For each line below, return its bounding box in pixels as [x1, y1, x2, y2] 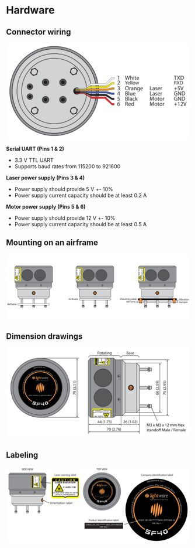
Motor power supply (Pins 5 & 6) [6, 203, 86, 210]
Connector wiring [6, 27, 71, 37]
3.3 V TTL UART [14, 156, 54, 164]
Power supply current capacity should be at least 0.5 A [14, 220, 147, 227]
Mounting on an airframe [6, 238, 98, 248]
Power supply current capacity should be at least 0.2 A [14, 192, 147, 199]
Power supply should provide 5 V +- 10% [14, 185, 114, 192]
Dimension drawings [6, 331, 83, 341]
